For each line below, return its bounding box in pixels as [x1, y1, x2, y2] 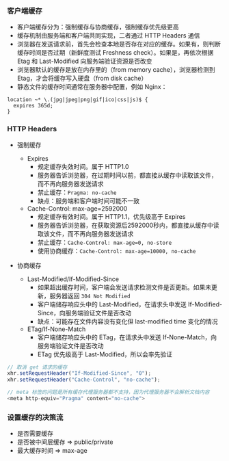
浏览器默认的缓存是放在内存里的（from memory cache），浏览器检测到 [16, 66, 215, 74]
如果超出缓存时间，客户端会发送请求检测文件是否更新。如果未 [37, 282, 212, 291]
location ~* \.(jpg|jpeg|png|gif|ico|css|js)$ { [7, 96, 148, 103]
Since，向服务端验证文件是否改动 [37, 308, 132, 317]
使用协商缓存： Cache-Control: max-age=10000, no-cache [37, 246, 196, 254]
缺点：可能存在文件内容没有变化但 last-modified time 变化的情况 [37, 317, 218, 326]
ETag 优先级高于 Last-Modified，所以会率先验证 [37, 350, 173, 358]
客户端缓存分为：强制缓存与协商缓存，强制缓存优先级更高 [16, 23, 179, 31]
